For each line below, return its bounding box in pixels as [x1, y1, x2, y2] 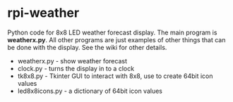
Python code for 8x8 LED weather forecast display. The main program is [7, 28, 217, 37]
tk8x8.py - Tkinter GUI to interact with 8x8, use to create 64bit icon [17, 72, 213, 80]
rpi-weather [7, 5, 80, 21]
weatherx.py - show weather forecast [17, 56, 127, 65]
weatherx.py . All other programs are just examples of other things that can [7, 35, 226, 44]
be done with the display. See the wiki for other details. [7, 43, 167, 51]
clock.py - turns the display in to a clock [17, 64, 135, 72]
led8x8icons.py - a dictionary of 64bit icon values [17, 87, 162, 95]
